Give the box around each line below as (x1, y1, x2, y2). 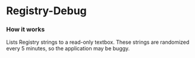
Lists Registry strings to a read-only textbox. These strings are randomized (6, 38, 190, 46)
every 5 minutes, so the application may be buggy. (6, 45, 130, 52)
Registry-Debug (6, 4, 87, 18)
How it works (6, 25, 45, 34)
